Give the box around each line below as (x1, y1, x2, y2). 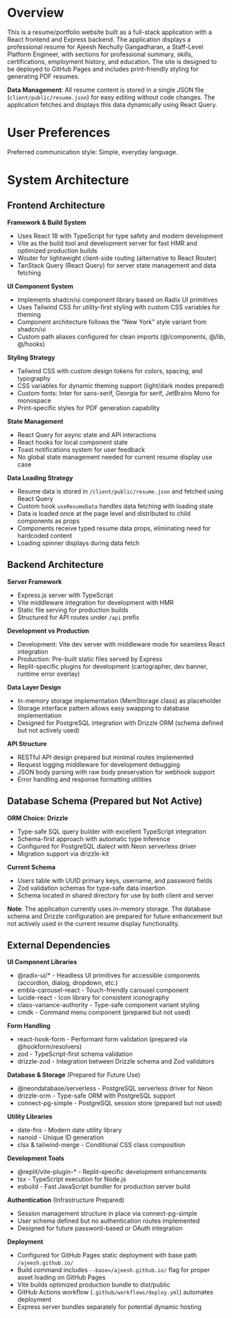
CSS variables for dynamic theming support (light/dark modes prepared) (17, 381, 224, 390)
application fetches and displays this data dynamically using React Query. (7, 100, 217, 108)
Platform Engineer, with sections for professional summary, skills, (7, 50, 193, 58)
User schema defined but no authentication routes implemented (17, 1217, 200, 1225)
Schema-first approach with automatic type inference (17, 834, 171, 843)
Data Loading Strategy (7, 473, 73, 482)
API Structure (7, 739, 47, 748)
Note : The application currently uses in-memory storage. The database (7, 904, 211, 913)
